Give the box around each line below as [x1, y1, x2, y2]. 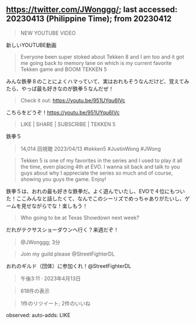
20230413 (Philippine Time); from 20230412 [6, 14, 172, 24]
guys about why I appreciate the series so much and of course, [20, 169, 173, 176]
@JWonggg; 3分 [20, 239, 60, 246]
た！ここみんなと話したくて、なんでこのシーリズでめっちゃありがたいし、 [6, 195, 185, 202]
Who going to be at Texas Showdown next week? [20, 214, 139, 221]
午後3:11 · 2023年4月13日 [20, 275, 81, 282]
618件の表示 [20, 287, 50, 294]
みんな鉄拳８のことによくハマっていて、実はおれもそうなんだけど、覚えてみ [6, 77, 190, 84]
